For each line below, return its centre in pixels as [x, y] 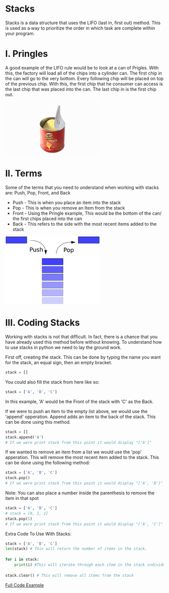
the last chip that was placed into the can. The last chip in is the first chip [81, 89]
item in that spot [22, 498]
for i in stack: [22, 560]
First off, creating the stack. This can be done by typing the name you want [83, 357]
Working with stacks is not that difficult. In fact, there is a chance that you [81, 337]
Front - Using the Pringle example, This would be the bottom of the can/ [87, 213]
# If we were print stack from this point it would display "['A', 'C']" [84, 524]
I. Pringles [27, 54]
